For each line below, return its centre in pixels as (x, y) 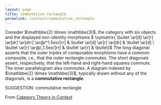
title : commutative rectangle (36, 14)
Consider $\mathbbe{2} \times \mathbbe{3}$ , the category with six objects (80, 32)
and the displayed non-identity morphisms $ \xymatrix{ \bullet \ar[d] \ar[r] (79, 37)
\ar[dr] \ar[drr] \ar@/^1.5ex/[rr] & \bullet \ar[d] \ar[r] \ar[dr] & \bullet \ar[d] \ (80, 43)
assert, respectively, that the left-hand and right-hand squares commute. (78, 63)
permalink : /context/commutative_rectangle (50, 18)
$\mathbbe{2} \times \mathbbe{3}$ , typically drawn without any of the (76, 74)
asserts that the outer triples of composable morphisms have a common (77, 53)
